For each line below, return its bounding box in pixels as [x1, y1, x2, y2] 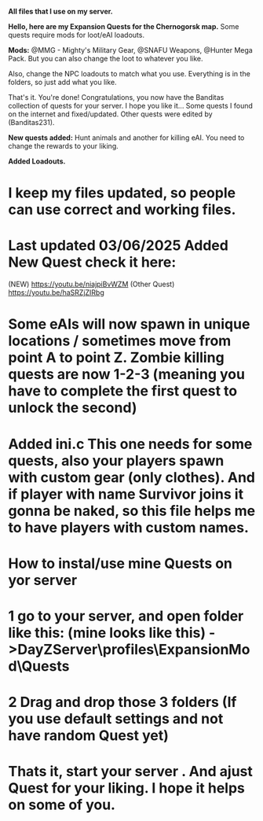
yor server [8, 571, 78, 589]
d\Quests [8, 657, 70, 675]
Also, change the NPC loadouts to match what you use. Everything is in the [8, 69, 251, 78]
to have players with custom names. [8, 518, 249, 536]
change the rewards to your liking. [8, 142, 119, 150]
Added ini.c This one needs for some [8, 435, 253, 453]
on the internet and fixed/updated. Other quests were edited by [8, 109, 214, 119]
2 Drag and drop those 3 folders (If [8, 694, 237, 711]
